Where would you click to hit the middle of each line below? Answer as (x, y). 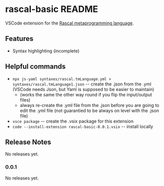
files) (25, 100)
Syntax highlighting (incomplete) (46, 50)
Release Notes (28, 142)
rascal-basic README (52, 9)
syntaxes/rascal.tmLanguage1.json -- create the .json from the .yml (82, 84)
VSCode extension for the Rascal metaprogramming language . (69, 23)
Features (19, 39)
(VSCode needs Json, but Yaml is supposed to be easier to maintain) (83, 89)
